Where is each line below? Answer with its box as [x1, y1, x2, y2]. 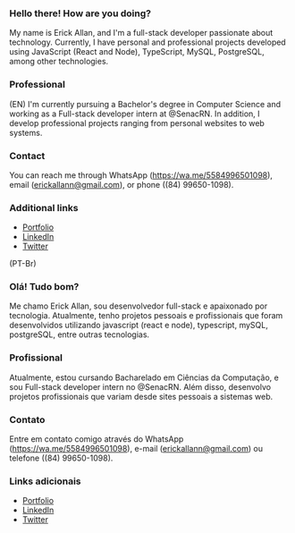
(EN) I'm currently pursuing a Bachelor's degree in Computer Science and [9, 98, 282, 109]
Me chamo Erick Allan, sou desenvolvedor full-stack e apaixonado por [9, 300, 268, 311]
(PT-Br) [9, 258, 38, 269]
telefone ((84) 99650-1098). [9, 453, 114, 463]
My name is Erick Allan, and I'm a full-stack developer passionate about [9, 28, 274, 38]
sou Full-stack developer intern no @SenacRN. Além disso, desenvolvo [9, 381, 271, 392]
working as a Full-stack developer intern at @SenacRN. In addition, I [9, 108, 261, 119]
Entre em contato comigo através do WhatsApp [9, 434, 184, 444]
